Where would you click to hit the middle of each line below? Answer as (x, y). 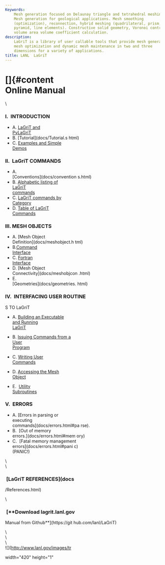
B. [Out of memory (32, 430)
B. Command (25, 247)
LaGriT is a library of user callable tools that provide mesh (80, 42)
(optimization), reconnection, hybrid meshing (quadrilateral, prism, (88, 23)
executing (22, 420)
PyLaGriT (22, 132)
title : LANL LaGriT (26, 55)
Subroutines (25, 391)
